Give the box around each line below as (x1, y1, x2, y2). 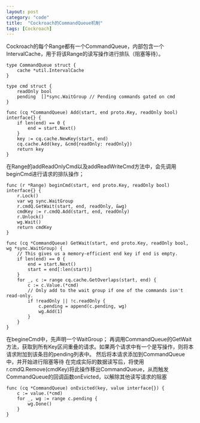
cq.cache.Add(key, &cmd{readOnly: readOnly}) (17, 141, 133, 147)
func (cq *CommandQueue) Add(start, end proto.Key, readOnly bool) (6, 109, 178, 116)
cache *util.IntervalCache (17, 67, 84, 74)
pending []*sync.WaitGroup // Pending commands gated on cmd (17, 94, 175, 100)
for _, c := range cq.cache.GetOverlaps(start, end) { (17, 277, 157, 283)
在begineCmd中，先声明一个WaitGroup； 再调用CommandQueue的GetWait (6, 336, 192, 343)
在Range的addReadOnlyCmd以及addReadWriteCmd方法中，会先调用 (6, 163, 177, 170)
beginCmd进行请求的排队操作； (6, 171, 85, 178)
